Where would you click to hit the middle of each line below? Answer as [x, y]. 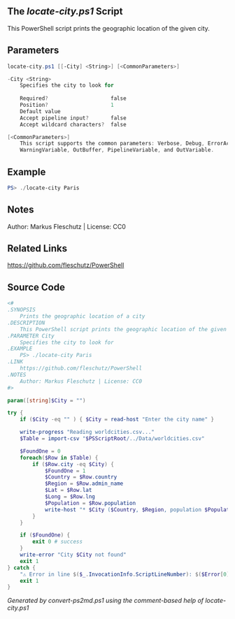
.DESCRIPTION [26, 323]
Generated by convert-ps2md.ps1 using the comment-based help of [106, 601]
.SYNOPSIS [22, 310]
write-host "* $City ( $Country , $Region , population [123, 509]
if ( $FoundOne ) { [45, 535]
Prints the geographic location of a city [83, 316]
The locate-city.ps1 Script [65, 12]
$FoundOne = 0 [40, 451]
